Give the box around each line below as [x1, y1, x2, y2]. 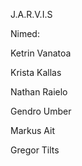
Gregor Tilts [10, 144, 60, 156]
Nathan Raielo [10, 86, 68, 98]
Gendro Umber [10, 105, 72, 117]
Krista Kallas [10, 67, 62, 78]
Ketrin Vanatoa [10, 47, 72, 59]
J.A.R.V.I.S [10, 9, 53, 20]
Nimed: [10, 28, 40, 39]
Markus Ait [10, 125, 55, 136]
